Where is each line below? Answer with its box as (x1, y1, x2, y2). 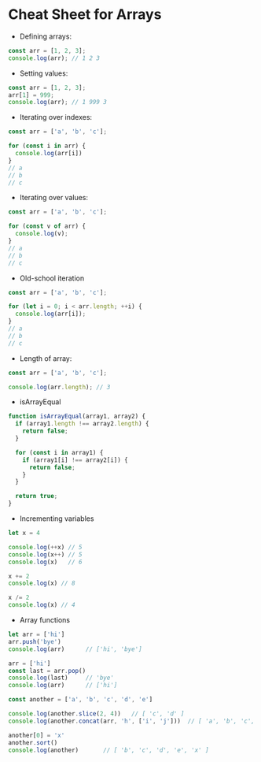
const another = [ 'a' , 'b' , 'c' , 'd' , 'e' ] (8, 696, 153, 704)
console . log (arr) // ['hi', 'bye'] (8, 645, 143, 653)
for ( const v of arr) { (8, 222, 86, 230)
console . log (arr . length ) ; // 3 (8, 383, 111, 391)
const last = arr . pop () (8, 667, 86, 675)
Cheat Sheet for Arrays (8, 6, 162, 24)
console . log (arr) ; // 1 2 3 (8, 54, 101, 62)
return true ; (15, 493, 58, 500)
